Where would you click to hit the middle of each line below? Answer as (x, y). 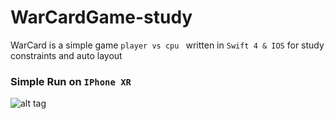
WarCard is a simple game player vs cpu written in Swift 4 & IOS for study (167, 45)
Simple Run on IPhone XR (71, 81)
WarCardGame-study (101, 17)
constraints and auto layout (66, 55)
